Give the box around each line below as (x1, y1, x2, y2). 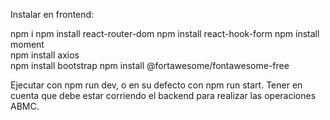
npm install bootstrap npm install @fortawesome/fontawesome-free (10, 60, 290, 71)
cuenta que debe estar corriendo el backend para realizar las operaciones (10, 90, 317, 101)
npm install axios (10, 49, 80, 61)
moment (10, 39, 45, 50)
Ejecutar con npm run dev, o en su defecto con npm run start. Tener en (10, 79, 303, 91)
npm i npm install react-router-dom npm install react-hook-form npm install (10, 28, 320, 39)
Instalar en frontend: (10, 9, 95, 20)
